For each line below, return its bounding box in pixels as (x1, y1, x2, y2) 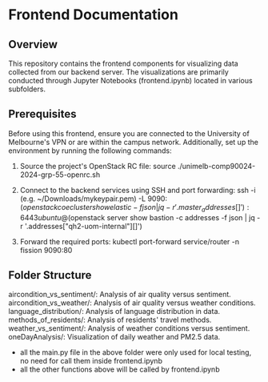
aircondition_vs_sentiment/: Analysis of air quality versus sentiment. (8, 290, 232, 300)
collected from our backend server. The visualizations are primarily (8, 67, 230, 77)
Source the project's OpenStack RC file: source (19, 161, 176, 171)
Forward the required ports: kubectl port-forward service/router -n (19, 236, 240, 246)
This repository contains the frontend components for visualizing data (8, 58, 238, 68)
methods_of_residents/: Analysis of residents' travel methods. (8, 315, 212, 325)
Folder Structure (8, 268, 92, 282)
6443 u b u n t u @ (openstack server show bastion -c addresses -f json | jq (19, 212, 256, 222)
